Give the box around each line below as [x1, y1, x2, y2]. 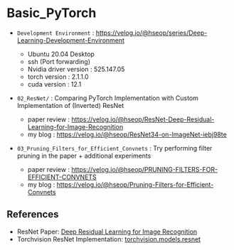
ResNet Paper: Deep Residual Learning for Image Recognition [16, 227, 198, 236]
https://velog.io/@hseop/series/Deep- [95, 28, 208, 37]
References [6, 208, 59, 221]
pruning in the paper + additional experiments [16, 151, 151, 160]
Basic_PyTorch [6, 5, 97, 21]
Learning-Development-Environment [16, 36, 125, 44]
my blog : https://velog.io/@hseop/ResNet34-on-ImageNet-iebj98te [27, 130, 227, 138]
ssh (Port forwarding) [27, 57, 90, 65]
